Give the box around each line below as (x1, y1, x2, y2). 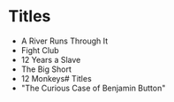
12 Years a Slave (20, 54, 81, 65)
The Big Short (20, 64, 72, 75)
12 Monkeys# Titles (20, 73, 92, 83)
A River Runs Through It (20, 35, 109, 46)
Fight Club (20, 44, 59, 55)
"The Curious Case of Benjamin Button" (20, 82, 166, 93)
